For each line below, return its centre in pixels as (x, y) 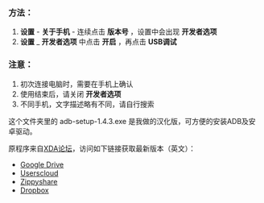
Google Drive (42, 164)
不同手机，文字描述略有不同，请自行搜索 (87, 104)
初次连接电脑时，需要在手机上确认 (76, 84)
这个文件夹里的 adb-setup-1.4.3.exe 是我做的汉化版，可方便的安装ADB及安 (132, 121)
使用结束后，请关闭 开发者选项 (70, 93)
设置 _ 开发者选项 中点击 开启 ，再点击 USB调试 (98, 42)
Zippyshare (39, 181)
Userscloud (39, 173)
